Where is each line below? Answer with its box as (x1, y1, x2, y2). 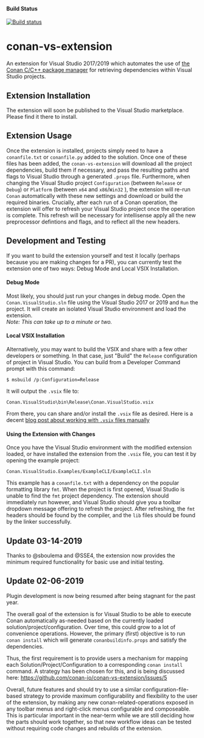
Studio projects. (6, 73, 46, 80)
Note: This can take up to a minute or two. (6, 318, 113, 325)
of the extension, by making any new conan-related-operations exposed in (6, 698, 194, 706)
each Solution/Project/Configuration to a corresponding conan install (6, 661, 183, 668)
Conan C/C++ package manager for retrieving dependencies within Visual (6, 66, 192, 74)
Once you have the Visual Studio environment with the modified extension (6, 444, 192, 451)
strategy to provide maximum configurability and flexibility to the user (23, 692, 198, 700)
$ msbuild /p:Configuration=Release (6, 376, 99, 383)
